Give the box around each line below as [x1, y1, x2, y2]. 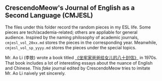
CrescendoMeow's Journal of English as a [5, 4, 135, 12]
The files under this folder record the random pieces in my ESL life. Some [5, 24, 151, 30]
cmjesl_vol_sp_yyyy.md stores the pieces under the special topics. [5, 44, 136, 50]
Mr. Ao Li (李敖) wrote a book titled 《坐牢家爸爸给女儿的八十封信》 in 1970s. [5, 54, 157, 60]
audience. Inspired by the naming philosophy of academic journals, [5, 34, 139, 40]
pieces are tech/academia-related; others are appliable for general [5, 29, 138, 35]
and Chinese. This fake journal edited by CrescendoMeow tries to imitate [5, 65, 151, 71]
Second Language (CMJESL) [5, 12, 93, 20]
